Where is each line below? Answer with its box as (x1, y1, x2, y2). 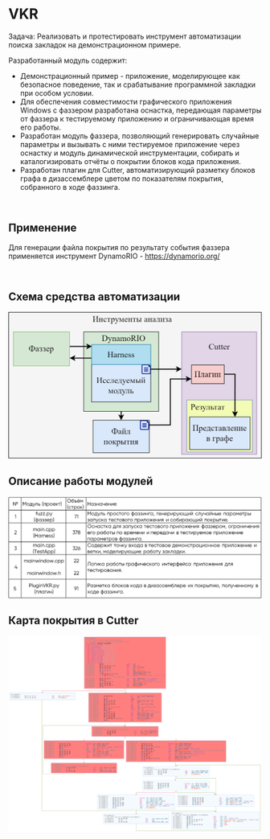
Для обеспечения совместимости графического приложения (19, 97, 232, 106)
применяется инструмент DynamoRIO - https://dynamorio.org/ (8, 251, 220, 261)
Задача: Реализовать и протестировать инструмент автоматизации (8, 31, 241, 41)
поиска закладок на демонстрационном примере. (8, 39, 182, 49)
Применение (8, 221, 77, 235)
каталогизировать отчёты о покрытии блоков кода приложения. (19, 156, 241, 166)
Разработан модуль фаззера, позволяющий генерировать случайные (19, 130, 260, 141)
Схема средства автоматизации (8, 290, 181, 304)
